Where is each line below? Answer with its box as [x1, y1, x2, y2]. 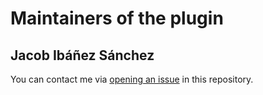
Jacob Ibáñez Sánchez [10, 47, 155, 64]
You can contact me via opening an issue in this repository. [10, 73, 254, 85]
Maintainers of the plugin [10, 7, 224, 30]
